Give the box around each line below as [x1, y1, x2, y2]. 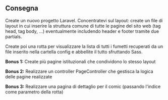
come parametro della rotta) [5, 88, 64, 95]
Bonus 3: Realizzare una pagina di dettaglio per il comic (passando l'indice [5, 83, 161, 89]
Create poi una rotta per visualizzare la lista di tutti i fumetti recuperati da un [5, 43, 163, 49]
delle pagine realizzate [5, 73, 52, 80]
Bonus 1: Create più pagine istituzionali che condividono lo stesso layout [5, 58, 156, 65]
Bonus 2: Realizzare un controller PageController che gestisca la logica [5, 68, 153, 74]
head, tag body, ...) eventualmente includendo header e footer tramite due [5, 28, 159, 34]
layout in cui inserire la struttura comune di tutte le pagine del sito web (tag [5, 23, 161, 29]
